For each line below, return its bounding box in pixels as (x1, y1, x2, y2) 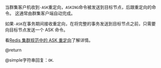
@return (5, 47, 22, 53)
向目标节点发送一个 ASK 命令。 (5, 27, 68, 33)
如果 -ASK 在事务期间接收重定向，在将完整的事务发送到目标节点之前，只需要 (5, 21, 156, 26)
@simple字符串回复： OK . (5, 57, 54, 63)
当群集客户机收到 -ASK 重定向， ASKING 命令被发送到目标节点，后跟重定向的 (5, 4, 152, 10)
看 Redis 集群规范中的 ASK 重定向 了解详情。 (5, 37, 93, 43)
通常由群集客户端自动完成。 (19, 10, 75, 16)
